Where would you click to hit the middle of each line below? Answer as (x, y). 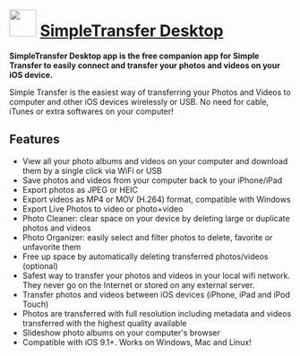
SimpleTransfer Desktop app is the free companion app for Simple (134, 56)
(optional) (40, 265)
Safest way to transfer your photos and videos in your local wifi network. (156, 275)
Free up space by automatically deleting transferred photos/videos (145, 256)
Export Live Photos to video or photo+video (103, 208)
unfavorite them (51, 247)
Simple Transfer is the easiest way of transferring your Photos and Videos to (150, 92)
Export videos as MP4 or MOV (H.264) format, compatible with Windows (156, 199)
